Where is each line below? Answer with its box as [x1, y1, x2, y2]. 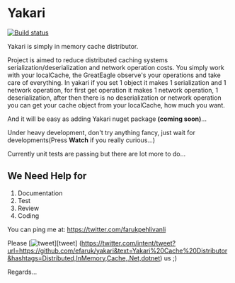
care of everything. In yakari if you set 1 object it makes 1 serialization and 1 [7, 78, 227, 86]
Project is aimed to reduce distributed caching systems [7, 55, 168, 64]
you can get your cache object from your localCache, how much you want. [7, 100, 225, 109]
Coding [17, 211, 40, 220]
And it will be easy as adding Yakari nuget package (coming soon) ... [7, 115, 207, 123]
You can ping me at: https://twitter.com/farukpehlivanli [7, 225, 166, 233]
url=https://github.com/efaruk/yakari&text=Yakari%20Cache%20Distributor [7, 246, 228, 255]
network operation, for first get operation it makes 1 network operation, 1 [7, 86, 219, 94]
